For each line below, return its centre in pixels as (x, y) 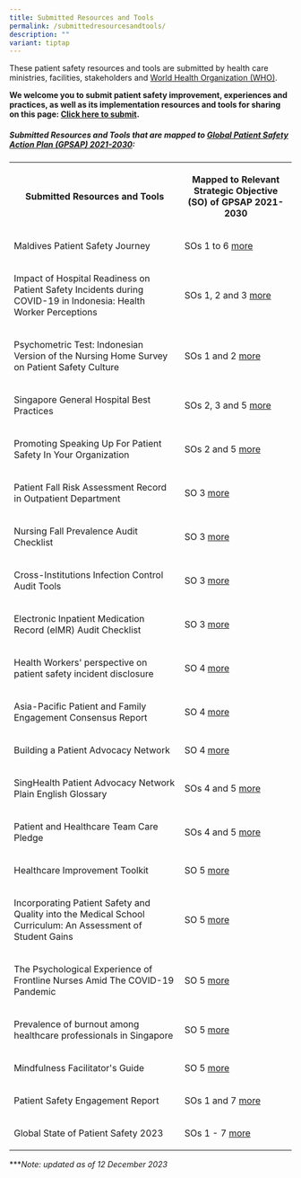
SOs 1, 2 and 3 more (228, 296)
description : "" (39, 34)
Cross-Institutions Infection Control (89, 575)
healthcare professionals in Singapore (94, 1036)
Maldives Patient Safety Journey (82, 246)
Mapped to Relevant (236, 180)
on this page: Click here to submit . (75, 114)
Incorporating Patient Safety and (82, 903)
